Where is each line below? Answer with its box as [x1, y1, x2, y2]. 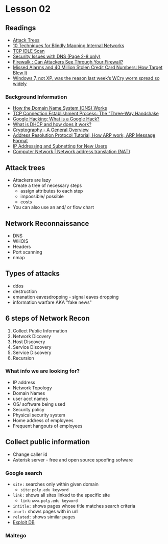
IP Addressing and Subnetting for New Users [12, 143, 107, 149]
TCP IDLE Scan [12, 48, 45, 54]
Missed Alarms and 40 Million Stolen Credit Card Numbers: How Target [12, 65, 163, 70]
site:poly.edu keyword [20, 487, 69, 492]
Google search [5, 469, 42, 476]
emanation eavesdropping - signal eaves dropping [12, 294, 119, 300]
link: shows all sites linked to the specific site [12, 492, 110, 498]
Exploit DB [12, 519, 35, 525]
